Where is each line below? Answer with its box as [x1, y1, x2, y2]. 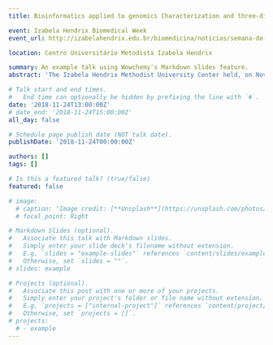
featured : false [8, 182, 63, 191]
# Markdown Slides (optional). [8, 226, 115, 235]
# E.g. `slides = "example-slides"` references [8, 249, 180, 257]
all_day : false [8, 115, 60, 124]
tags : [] [8, 160, 38, 169]
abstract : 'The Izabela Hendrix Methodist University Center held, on [8, 71, 253, 80]
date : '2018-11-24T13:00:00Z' [8, 101, 111, 109]
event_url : [8, 34, 45, 42]
